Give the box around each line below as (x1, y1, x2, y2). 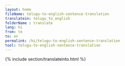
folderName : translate (5, 20, 53, 26)
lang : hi (5, 25, 23, 30)
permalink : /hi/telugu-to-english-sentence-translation (5, 39, 120, 43)
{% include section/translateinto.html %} (5, 56, 86, 62)
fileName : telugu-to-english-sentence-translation (5, 12, 109, 16)
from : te (5, 29, 23, 34)
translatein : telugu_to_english (5, 16, 70, 21)
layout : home (5, 7, 31, 12)
